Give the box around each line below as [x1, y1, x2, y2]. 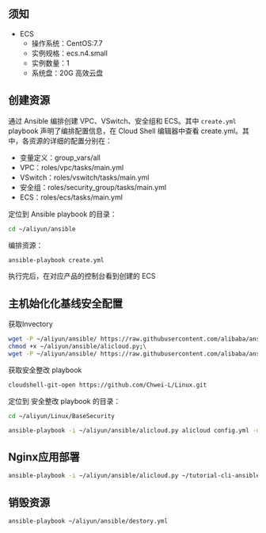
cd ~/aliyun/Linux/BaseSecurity [8, 412, 115, 420]
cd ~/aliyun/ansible [8, 225, 77, 233]
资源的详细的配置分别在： [28, 135, 112, 145]
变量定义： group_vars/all [19, 153, 101, 162]
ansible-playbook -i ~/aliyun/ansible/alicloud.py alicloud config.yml [8, 426, 249, 434]
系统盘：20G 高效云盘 [31, 68, 104, 78]
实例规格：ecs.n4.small [31, 48, 108, 58]
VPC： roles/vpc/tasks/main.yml [19, 162, 124, 172]
